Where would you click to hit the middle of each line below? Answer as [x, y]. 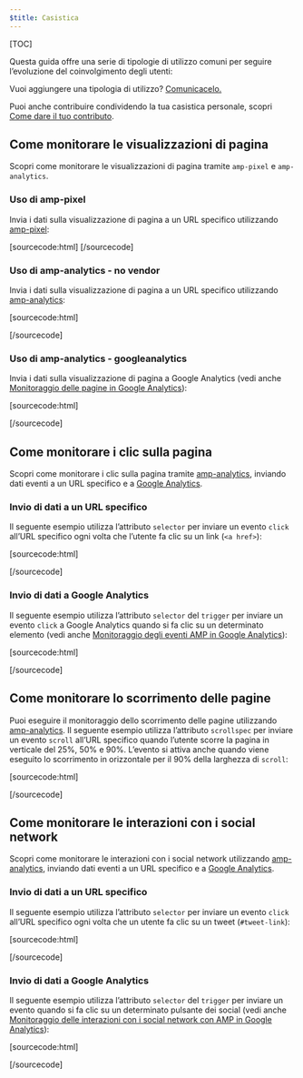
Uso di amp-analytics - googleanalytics [98, 358]
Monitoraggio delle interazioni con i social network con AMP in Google [141, 1019]
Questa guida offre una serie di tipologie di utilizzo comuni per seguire [141, 61]
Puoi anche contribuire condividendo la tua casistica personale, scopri [141, 106]
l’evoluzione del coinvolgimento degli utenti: [91, 71]
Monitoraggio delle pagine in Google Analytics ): [98, 388]
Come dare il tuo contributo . [62, 116]
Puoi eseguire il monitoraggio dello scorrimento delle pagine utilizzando [143, 720]
